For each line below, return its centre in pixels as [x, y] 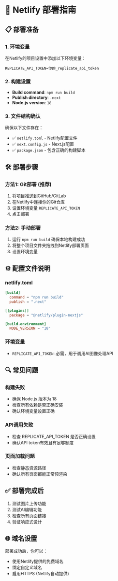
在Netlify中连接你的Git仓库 [38, 202]
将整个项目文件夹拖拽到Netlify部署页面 [50, 245]
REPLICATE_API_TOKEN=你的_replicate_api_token [52, 68]
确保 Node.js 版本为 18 [34, 399]
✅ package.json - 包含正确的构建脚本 [49, 150]
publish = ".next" [28, 302]
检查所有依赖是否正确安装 [37, 405]
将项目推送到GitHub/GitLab [39, 196]
